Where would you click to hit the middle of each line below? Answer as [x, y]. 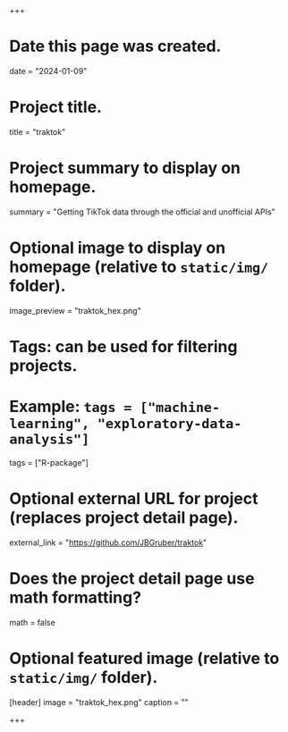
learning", [50, 424]
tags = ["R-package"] [49, 462]
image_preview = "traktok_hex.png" [75, 310]
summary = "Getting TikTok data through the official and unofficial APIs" [142, 212]
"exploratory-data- [169, 424]
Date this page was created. [115, 46]
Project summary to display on [125, 168]
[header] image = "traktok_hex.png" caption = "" [99, 702]
